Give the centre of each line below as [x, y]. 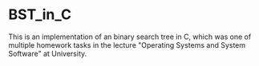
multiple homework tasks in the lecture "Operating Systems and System [127, 45]
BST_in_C [40, 15]
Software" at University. [48, 53]
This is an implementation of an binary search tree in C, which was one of [130, 37]
